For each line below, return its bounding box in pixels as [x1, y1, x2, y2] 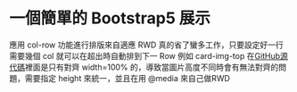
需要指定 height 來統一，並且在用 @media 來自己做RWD [24, 72, 230, 83]
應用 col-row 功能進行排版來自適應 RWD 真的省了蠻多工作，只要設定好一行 [9, 39, 284, 50]
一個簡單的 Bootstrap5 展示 [9, 8, 211, 29]
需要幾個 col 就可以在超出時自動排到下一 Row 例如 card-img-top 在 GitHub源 [9, 50, 288, 61]
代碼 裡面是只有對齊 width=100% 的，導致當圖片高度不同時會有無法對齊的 [9, 62, 279, 72]
